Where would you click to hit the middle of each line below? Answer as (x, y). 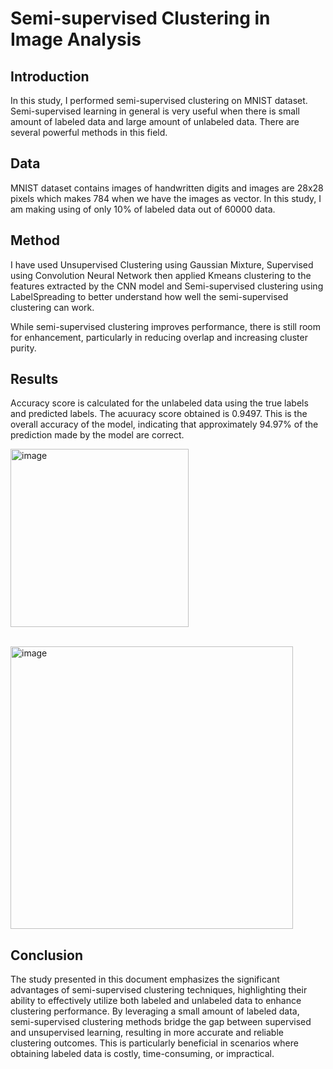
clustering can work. (52, 307)
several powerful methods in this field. (89, 132)
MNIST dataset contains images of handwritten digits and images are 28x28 (167, 188)
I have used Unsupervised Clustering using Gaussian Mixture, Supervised (162, 264)
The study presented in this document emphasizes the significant (145, 979)
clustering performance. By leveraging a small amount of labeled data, (155, 1011)
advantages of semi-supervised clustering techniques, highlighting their (159, 990)
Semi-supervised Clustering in (140, 18)
